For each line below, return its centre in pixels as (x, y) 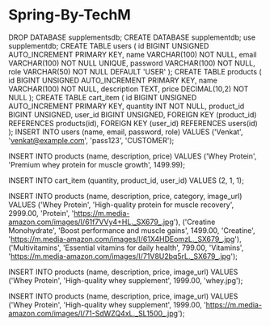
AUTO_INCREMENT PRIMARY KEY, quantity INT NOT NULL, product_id (127, 106)
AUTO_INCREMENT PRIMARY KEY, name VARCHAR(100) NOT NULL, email (133, 54)
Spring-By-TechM (70, 15)
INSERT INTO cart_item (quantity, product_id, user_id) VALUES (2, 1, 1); (126, 180)
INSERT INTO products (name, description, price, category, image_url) (125, 196)
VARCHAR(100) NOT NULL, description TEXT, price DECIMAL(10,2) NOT (129, 89)
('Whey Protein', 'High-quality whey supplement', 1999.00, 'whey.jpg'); (126, 280)
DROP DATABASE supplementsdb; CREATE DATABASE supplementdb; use (132, 37)
